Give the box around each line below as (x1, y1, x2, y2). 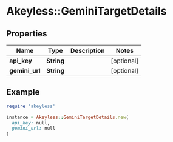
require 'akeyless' (6, 103, 56, 109)
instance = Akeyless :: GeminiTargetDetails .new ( (6, 114, 129, 120)
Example (6, 87, 40, 98)
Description (70, 47, 105, 55)
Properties (6, 29, 47, 39)
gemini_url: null (12, 126, 56, 132)
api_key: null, (12, 120, 50, 126)
